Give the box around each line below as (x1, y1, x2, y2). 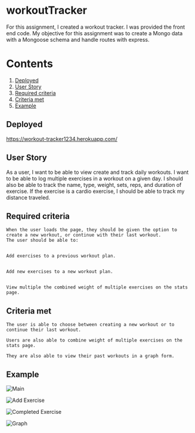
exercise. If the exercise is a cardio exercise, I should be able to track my (6, 188, 185, 195)
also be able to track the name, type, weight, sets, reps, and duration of (6, 181, 182, 188)
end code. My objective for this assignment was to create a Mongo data (6, 29, 183, 36)
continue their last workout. (6, 327, 82, 333)
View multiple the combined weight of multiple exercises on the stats (6, 284, 188, 290)
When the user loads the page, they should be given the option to (6, 227, 178, 233)
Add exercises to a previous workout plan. (6, 253, 116, 259)
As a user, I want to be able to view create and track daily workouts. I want (6, 168, 189, 176)
